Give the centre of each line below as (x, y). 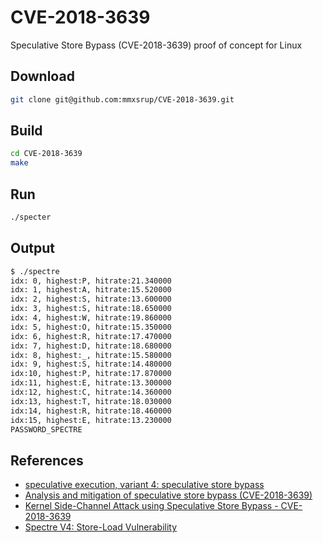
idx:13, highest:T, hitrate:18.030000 (91, 401)
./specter (31, 217)
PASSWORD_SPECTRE (46, 429)
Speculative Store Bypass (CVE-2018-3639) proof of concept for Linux (156, 45)
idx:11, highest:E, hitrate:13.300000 (91, 383)
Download (42, 76)
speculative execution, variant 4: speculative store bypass (144, 485)
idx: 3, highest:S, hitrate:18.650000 (91, 309)
